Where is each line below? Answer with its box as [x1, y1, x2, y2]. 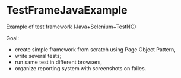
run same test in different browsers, [14, 58, 103, 66]
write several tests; [14, 52, 62, 59]
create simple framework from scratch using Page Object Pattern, [14, 45, 176, 53]
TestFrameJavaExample [6, 4, 128, 17]
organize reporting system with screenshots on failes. [14, 64, 147, 71]
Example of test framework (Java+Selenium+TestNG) [6, 23, 136, 30]
